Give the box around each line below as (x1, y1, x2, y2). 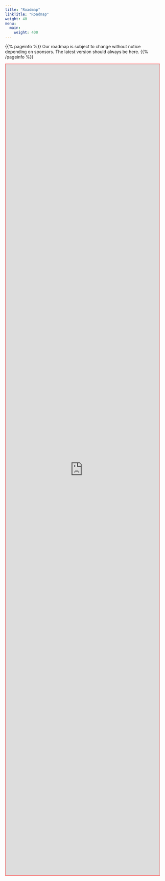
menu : (5, 21, 16, 26)
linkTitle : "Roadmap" (5, 12, 49, 17)
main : (9, 26, 21, 30)
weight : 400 (14, 30, 38, 35)
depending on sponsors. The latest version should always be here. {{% (5, 49, 148, 55)
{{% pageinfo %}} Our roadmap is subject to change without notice (5, 44, 141, 49)
